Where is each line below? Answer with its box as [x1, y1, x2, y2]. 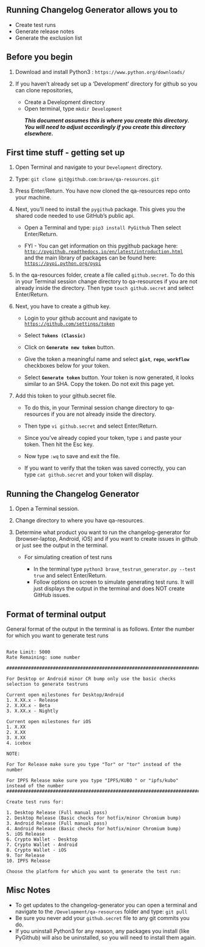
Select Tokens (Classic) [24, 332, 86, 339]
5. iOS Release [6, 831, 45, 837]
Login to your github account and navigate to [24, 314, 137, 322]
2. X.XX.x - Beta [6, 703, 51, 709]
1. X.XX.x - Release [6, 697, 59, 704]
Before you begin [6, 52, 73, 62]
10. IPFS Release [6, 858, 51, 864]
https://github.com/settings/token [24, 321, 115, 327]
